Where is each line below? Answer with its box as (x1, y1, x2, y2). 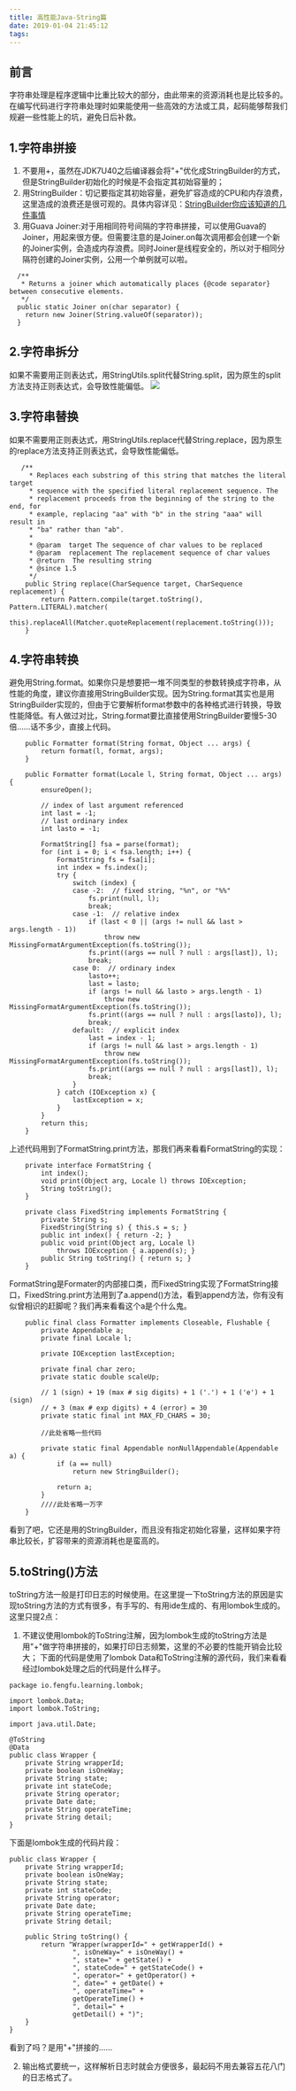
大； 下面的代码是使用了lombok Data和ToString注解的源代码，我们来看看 (21, 1652, 287, 1663)
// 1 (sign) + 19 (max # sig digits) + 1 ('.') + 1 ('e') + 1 (41, 1388, 275, 1397)
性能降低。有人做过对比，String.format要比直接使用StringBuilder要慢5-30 (9, 711, 277, 721)
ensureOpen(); (41, 786, 93, 795)
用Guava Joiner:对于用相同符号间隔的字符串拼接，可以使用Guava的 (21, 221, 267, 231)
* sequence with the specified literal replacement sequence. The (28, 486, 278, 495)
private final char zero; (41, 1365, 137, 1374)
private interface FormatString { (25, 1162, 152, 1170)
